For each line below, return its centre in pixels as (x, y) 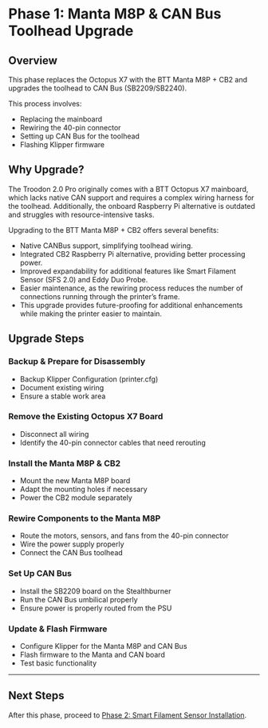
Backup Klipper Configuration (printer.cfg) (89, 379)
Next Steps (36, 696)
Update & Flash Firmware (58, 629)
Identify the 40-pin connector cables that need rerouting (112, 442)
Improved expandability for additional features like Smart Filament (128, 271)
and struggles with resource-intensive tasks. (81, 214)
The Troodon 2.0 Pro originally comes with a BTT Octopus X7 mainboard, (128, 189)
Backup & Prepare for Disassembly (77, 362)
